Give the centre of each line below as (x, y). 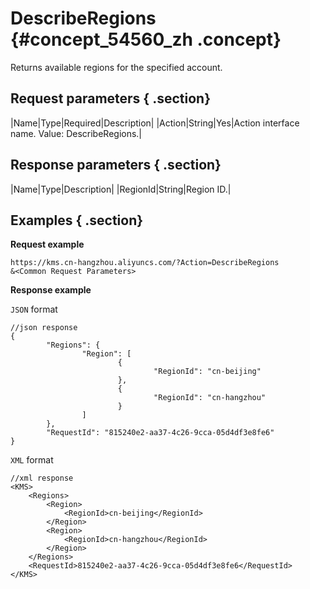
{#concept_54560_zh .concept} (146, 39)
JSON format (34, 309)
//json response (44, 328)
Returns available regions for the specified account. (116, 67)
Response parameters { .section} (116, 165)
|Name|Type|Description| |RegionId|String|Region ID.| (121, 189)
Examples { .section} (77, 220)
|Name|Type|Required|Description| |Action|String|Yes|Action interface (155, 123)
